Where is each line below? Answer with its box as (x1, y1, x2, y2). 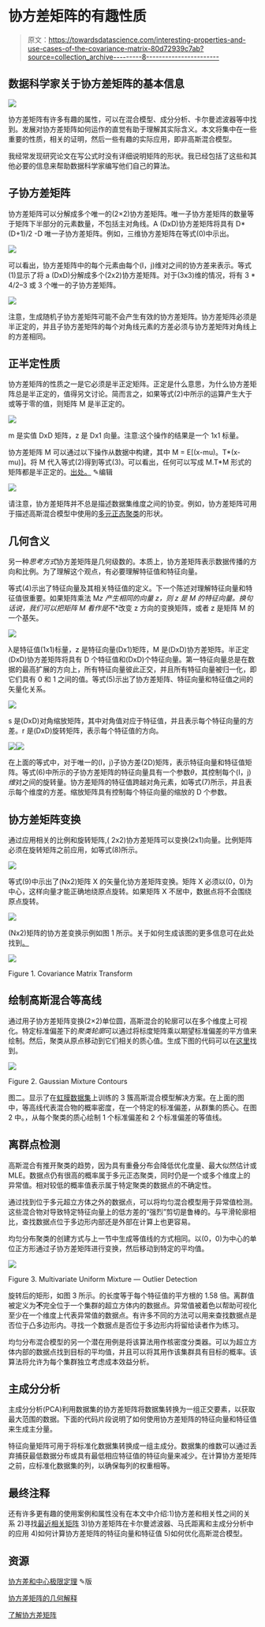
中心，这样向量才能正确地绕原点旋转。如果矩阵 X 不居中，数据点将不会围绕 (8, 887, 252, 896)
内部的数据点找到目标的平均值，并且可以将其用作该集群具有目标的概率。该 (14, 1347, 257, 1356)
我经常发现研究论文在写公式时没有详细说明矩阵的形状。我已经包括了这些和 (8, 151, 250, 161)
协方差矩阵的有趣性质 (8, 7, 147, 25)
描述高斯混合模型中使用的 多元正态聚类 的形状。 (14, 509, 167, 518)
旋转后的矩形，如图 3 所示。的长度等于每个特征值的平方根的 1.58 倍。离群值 (8, 1291, 255, 1300)
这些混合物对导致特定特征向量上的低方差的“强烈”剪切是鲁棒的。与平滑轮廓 (8, 1207, 250, 1216)
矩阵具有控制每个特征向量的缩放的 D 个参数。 (84, 787, 231, 797)
